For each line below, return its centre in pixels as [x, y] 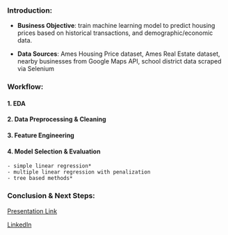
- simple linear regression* [49, 166]
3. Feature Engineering [41, 135]
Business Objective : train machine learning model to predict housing [116, 26]
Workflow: [25, 87]
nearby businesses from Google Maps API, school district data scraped [119, 61]
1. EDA [17, 103]
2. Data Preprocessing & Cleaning [57, 119]
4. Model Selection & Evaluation [54, 151]
